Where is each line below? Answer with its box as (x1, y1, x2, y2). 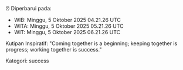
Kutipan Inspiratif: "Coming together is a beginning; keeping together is (5, 40, 178, 47)
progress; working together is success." (5, 46, 102, 53)
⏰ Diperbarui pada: (5, 5, 52, 12)
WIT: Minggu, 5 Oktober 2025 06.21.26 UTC (13, 29, 121, 35)
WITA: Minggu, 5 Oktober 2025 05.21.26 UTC (13, 23, 124, 30)
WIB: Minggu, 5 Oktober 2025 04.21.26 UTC (13, 17, 121, 23)
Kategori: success (5, 57, 49, 64)
